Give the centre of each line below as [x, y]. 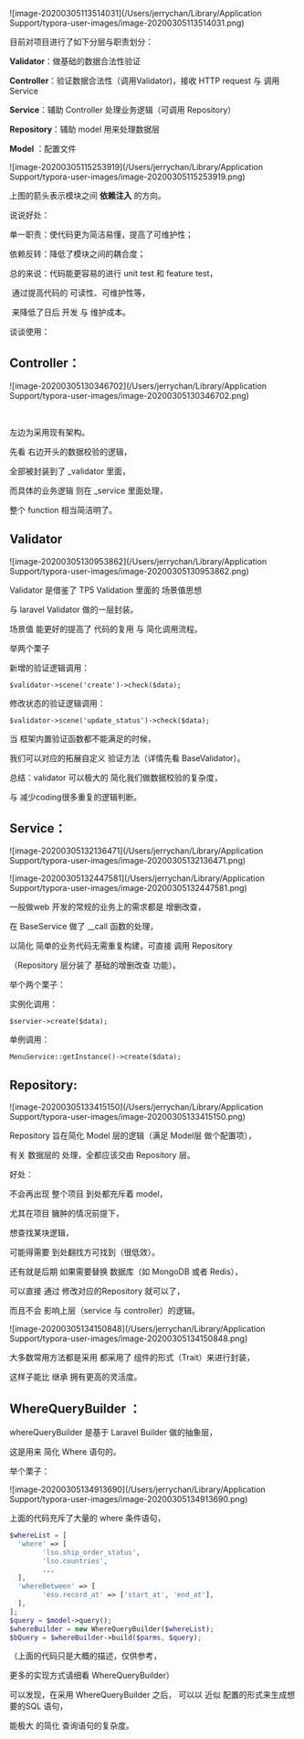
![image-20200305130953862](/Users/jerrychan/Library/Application [138, 561]
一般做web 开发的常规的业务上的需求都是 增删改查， [108, 907]
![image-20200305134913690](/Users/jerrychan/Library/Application [138, 1489]
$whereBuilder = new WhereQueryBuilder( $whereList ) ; [112, 1629]
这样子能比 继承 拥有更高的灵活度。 [76, 1377]
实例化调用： [33, 1004]
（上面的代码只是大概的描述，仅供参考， [85, 1656]
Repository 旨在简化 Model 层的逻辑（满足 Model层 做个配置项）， [133, 1136]
